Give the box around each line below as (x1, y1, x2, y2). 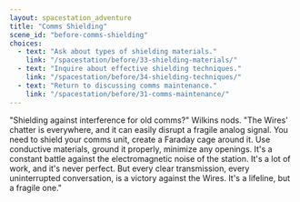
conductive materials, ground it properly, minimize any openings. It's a (9, 143, 273, 155)
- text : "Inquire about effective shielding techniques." (17, 65, 243, 74)
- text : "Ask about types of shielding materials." (17, 47, 218, 56)
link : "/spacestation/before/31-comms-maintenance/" (25, 89, 230, 98)
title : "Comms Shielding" (9, 22, 107, 31)
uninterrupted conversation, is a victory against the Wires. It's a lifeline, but (9, 172, 291, 183)
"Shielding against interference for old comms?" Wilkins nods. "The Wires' (9, 115, 288, 126)
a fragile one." (9, 182, 62, 193)
